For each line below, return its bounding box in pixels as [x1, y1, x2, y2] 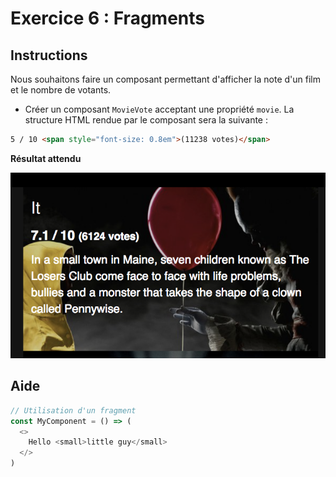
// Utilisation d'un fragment [10, 405, 137, 416]
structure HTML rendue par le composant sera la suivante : [24, 114, 268, 126]
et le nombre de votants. [10, 84, 112, 96]
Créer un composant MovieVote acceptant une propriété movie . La [24, 103, 295, 115]
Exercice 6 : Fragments [10, 7, 205, 30]
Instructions [10, 47, 88, 64]
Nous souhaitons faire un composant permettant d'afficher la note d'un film [10, 73, 321, 85]
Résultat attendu [10, 152, 82, 164]
